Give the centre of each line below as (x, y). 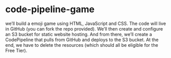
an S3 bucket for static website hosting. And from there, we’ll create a (79, 34)
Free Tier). (16, 50)
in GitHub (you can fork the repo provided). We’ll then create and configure (84, 28)
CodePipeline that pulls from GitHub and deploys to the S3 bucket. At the (82, 40)
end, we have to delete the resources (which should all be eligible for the (82, 45)
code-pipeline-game (50, 9)
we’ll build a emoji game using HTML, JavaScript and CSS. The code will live (86, 23)
